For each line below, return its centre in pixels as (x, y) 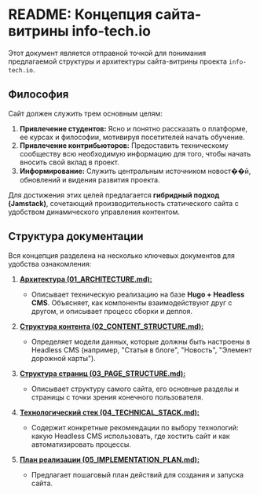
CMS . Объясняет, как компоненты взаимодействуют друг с (132, 302)
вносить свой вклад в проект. (70, 162)
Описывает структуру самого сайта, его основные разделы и (135, 389)
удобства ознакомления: (50, 264)
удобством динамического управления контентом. (94, 212)
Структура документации (76, 236)
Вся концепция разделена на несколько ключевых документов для (122, 255)
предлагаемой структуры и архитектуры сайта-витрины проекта (118, 61)
